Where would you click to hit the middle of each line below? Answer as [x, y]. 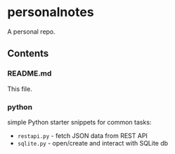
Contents [28, 54]
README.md [30, 73]
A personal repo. [32, 31]
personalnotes [51, 12]
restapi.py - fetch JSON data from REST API [82, 135]
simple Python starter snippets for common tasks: [79, 122]
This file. [20, 89]
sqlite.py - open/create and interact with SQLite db [93, 143]
